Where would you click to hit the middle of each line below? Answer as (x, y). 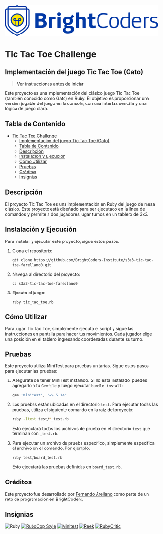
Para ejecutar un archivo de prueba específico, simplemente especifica (83, 443)
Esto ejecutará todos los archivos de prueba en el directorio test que (81, 429)
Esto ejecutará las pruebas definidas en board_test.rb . (67, 467)
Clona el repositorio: (32, 251)
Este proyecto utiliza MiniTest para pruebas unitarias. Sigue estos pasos (77, 366)
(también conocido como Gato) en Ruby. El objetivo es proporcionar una (77, 98)
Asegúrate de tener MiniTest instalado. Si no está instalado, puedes (79, 380)
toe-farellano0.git (32, 265)
